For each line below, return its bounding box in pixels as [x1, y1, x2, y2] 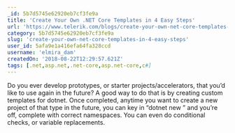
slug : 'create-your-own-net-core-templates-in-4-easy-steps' [7, 36, 190, 43]
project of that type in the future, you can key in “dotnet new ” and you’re [7, 103, 218, 111]
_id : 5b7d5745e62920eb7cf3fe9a [7, 10, 99, 17]
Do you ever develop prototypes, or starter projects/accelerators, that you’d [7, 81, 226, 89]
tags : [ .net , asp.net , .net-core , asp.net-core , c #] [7, 62, 152, 69]
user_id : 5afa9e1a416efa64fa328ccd [7, 42, 111, 49]
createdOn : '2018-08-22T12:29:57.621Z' [7, 56, 124, 63]
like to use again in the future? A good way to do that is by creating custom [7, 88, 223, 97]
